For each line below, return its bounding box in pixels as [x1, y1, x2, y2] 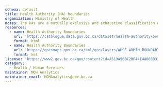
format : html [14, 39, 40, 43]
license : [5, 57, 23, 61]
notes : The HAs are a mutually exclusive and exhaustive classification [5, 20, 155, 26]
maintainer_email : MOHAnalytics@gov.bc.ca [5, 74, 92, 79]
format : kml [14, 52, 38, 57]
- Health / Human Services [9, 66, 64, 71]
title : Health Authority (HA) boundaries [5, 12, 90, 16]
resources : [5, 25, 27, 30]
